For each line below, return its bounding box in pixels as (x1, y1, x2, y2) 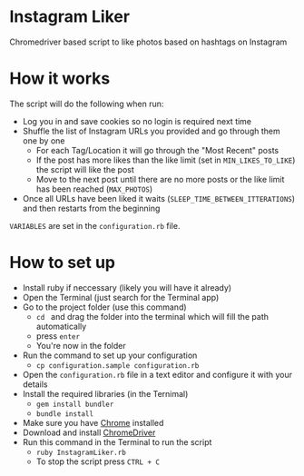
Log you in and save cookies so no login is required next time (22, 115, 252, 126)
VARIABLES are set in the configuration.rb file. (9, 220, 181, 231)
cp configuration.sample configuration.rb (35, 361, 200, 370)
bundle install (35, 409, 93, 419)
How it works (9, 68, 111, 89)
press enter (35, 330, 80, 342)
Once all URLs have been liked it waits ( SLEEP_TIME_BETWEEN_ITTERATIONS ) (22, 193, 296, 203)
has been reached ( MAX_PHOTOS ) (35, 183, 153, 194)
